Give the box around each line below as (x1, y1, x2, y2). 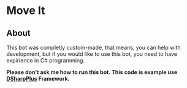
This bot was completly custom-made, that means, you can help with (6, 44, 181, 51)
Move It (6, 4, 45, 18)
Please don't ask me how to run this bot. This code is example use (6, 69, 178, 76)
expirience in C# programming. (6, 57, 85, 64)
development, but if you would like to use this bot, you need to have (6, 50, 178, 58)
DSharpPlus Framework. (6, 75, 71, 82)
